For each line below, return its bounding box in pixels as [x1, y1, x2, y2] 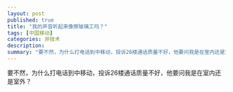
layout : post [7, 10, 45, 17]
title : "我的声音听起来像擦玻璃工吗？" [7, 23, 107, 30]
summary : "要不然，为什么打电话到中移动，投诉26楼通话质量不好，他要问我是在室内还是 [7, 49, 225, 56]
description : [7, 42, 45, 49]
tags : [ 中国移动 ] [7, 29, 53, 37]
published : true [7, 17, 54, 24]
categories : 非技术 [7, 36, 60, 43]
